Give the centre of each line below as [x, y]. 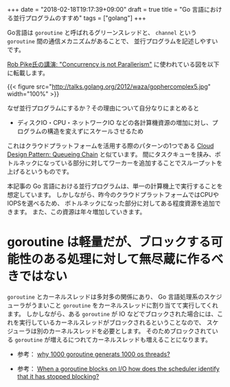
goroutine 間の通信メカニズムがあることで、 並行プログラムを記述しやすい [113, 41]
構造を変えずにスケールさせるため [95, 131]
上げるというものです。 [40, 172]
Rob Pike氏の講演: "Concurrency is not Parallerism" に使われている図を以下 [113, 64]
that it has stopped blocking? [58, 376]
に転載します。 [28, 73]
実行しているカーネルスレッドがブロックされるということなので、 [112, 322]
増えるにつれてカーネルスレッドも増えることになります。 [131, 339]
